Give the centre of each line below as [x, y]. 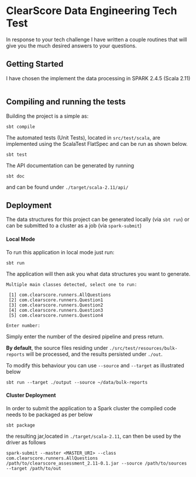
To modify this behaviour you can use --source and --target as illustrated [95, 365]
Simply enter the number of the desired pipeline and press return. [85, 336]
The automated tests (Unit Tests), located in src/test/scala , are [83, 137]
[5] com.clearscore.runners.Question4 [56, 315]
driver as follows [26, 442]
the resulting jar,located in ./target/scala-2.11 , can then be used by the [94, 436]
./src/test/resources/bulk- [143, 348]
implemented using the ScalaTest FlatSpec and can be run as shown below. [97, 144]
